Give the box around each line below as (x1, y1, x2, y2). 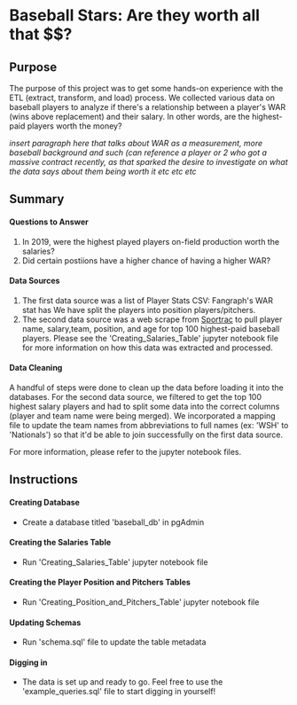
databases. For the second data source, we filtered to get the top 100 (9, 392, 262, 402)
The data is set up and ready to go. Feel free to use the (21, 677, 223, 687)
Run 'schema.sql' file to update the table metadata (21, 637, 207, 647)
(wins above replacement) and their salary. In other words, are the (9, 112, 250, 121)
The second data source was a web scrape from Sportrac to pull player (21, 314, 283, 325)
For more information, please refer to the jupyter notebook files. (9, 447, 242, 457)
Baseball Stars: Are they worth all (9, 5, 260, 26)
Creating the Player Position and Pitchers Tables (9, 577, 191, 588)
